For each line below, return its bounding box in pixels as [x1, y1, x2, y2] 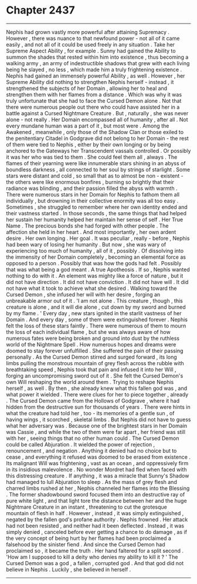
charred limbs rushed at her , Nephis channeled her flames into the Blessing [6, 485, 190, 492]
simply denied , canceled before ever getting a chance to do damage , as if [6, 528, 188, 535]
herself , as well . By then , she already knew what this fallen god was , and [6, 385, 188, 392]
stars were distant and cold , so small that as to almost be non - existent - [6, 172, 184, 179]
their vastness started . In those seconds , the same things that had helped [6, 209, 186, 216]
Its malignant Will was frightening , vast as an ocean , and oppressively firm [6, 459, 189, 466]
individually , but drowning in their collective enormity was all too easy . [6, 197, 179, 204]
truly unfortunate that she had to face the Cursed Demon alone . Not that [6, 97, 182, 104]
